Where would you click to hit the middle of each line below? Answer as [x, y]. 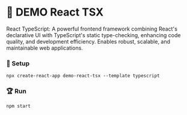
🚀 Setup [18, 63]
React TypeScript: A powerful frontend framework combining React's [92, 29]
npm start [19, 106]
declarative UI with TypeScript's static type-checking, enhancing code [93, 35]
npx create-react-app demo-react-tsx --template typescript [83, 76]
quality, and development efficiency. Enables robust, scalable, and [88, 41]
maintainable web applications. [44, 48]
